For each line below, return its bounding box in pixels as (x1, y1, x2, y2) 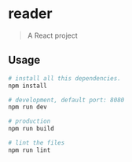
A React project (27, 31, 79, 40)
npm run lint (8, 146, 51, 154)
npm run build (8, 125, 55, 133)
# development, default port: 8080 (8, 96, 125, 104)
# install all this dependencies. (8, 74, 122, 83)
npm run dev (8, 103, 47, 111)
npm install (8, 82, 47, 90)
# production (8, 117, 51, 126)
